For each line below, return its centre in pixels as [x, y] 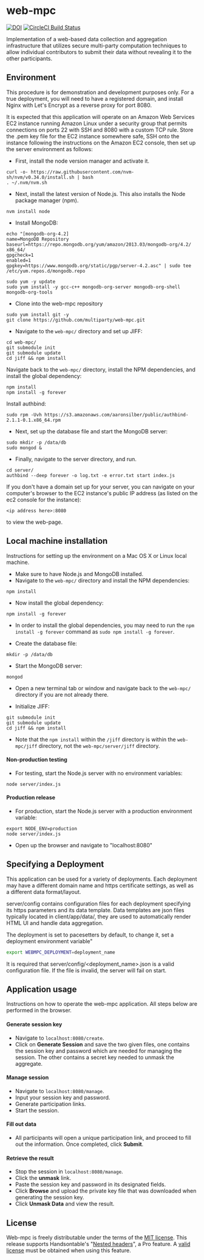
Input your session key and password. [63, 1097]
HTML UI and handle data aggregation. [55, 923]
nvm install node [28, 211]
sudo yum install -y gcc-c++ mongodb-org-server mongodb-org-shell [93, 287]
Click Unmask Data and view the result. [65, 1204]
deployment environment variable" [49, 941]
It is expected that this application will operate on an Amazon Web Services [100, 117]
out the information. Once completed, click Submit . [79, 1144]
